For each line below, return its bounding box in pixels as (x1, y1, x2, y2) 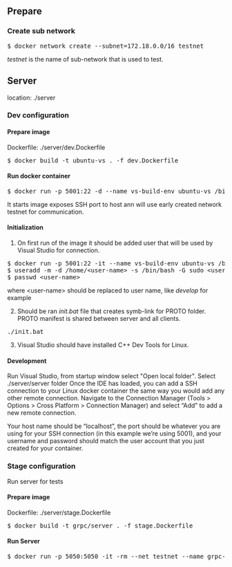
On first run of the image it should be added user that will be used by (17, 239, 213, 248)
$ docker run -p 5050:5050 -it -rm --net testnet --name (7, 552, 204, 560)
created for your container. (7, 444, 84, 452)
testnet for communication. (7, 207, 84, 216)
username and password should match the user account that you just (7, 437, 205, 445)
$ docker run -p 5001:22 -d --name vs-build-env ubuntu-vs (7, 187, 212, 195)
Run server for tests (7, 477, 64, 485)
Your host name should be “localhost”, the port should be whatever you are (7, 422, 221, 431)
